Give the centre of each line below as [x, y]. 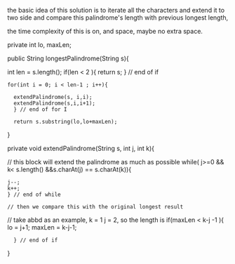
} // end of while [34, 194]
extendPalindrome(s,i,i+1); [55, 103]
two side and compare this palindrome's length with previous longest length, [118, 18]
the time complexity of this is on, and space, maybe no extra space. [105, 31]
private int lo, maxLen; [39, 45]
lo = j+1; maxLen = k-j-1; [42, 227]
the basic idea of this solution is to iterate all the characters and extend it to [116, 10]
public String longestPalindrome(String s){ [68, 58]
